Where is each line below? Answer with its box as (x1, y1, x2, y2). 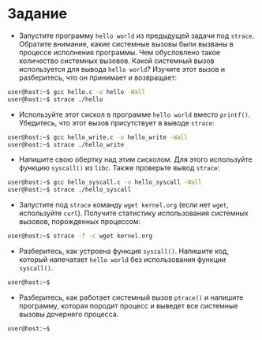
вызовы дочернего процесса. (18, 309, 119, 319)
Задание (7, 5, 68, 23)
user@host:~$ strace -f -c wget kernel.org (7, 232, 153, 241)
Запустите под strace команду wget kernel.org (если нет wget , (18, 200, 230, 210)
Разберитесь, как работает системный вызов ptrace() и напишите (18, 293, 244, 302)
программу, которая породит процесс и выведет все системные (18, 301, 238, 310)
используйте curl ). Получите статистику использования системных (18, 208, 249, 218)
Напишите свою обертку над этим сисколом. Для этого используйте (18, 155, 253, 164)
